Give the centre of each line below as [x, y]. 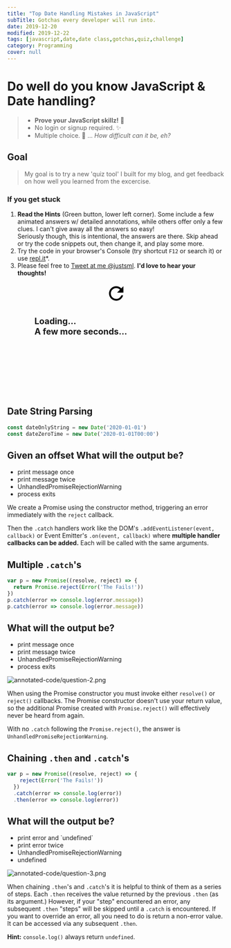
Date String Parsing [50, 411]
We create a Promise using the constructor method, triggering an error [108, 508]
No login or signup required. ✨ [78, 127]
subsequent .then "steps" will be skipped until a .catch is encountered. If [112, 909]
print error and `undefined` [55, 838]
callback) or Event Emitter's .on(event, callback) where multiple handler [114, 536]
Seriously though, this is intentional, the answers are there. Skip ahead [118, 236]
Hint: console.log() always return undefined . [71, 937]
